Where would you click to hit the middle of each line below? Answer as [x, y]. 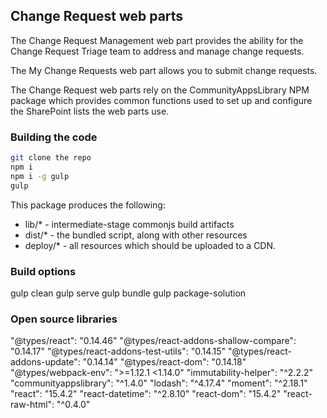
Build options [43, 271]
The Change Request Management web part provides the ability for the [157, 40]
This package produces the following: [88, 205]
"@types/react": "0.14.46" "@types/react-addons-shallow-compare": [153, 341]
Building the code [54, 137]
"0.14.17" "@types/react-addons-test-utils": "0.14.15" [118, 351]
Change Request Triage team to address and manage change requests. [157, 51]
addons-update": [45, 362]
